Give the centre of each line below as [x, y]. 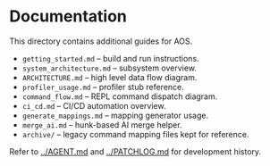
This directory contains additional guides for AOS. [101, 41]
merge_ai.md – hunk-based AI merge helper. [102, 124]
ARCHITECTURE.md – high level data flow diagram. [110, 77]
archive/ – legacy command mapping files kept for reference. [135, 134]
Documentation [68, 17]
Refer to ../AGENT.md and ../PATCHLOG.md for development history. [135, 151]
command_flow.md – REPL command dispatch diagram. [120, 96]
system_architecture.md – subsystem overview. [109, 68]
